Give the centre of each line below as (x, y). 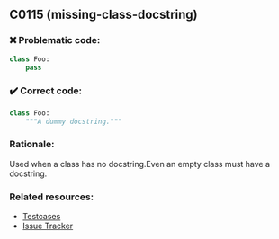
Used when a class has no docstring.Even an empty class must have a (140, 164)
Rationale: (32, 145)
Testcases (41, 217)
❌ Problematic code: (55, 40)
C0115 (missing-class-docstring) (103, 15)
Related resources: (52, 197)
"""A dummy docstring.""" (74, 121)
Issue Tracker (48, 226)
